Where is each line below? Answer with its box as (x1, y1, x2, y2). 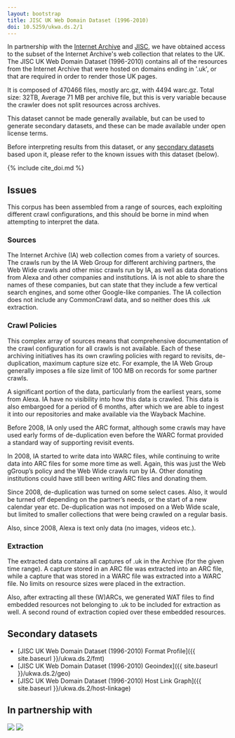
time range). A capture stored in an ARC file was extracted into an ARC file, (7, 565, 224, 573)
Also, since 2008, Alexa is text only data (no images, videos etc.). (7, 524, 196, 532)
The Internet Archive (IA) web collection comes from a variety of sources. (7, 251, 220, 259)
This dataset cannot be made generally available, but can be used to (7, 114, 206, 123)
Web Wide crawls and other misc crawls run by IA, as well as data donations (7, 266, 228, 274)
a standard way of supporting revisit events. (7, 438, 135, 446)
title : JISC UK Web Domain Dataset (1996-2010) (7, 17, 149, 24)
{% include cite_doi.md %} (7, 164, 84, 172)
